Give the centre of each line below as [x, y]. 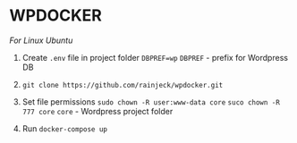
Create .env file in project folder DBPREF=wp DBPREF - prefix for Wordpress [155, 57]
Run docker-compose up [64, 128]
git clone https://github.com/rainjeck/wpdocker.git [123, 85]
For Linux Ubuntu [41, 40]
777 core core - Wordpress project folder [98, 111]
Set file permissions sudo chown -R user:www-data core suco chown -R [151, 101]
